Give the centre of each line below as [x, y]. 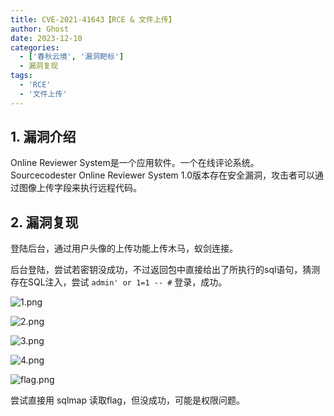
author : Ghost [40, 29]
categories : [35, 47]
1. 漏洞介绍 [43, 137]
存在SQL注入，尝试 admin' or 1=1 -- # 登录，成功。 [119, 282]
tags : [21, 76]
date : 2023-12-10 [46, 38]
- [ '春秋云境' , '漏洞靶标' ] [72, 57]
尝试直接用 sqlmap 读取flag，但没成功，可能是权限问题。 [127, 400]
